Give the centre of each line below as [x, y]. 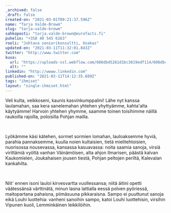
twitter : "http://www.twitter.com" [43, 52]
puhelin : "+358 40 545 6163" [36, 39]
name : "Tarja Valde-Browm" [34, 24]
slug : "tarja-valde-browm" [34, 29]
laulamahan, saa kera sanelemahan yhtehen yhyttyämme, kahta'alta [76, 105]
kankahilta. [17, 163]
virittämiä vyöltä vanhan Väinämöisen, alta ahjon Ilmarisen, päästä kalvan [82, 152]
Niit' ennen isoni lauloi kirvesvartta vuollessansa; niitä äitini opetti [74, 183]
